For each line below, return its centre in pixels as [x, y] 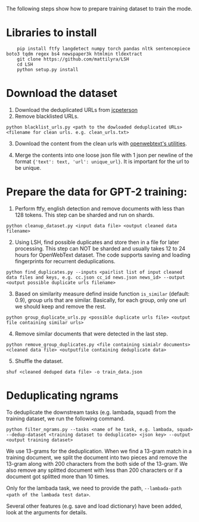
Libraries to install [52, 33]
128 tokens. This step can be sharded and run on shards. [85, 215]
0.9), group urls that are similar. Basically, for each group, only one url [100, 300]
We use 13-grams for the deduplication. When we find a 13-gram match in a [99, 451]
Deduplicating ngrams [63, 396]
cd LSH [25, 64]
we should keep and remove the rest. [60, 306]
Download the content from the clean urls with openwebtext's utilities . [101, 144]
